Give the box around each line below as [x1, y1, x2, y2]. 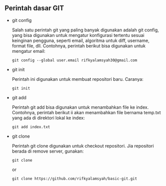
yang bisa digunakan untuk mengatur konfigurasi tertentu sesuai [11, 32, 145, 38]
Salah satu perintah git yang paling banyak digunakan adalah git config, [11, 27, 159, 33]
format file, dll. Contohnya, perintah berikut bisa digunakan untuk [11, 42, 146, 49]
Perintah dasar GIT [4, 4, 64, 12]
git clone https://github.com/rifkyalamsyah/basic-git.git [11, 176, 138, 181]
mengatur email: [11, 48, 46, 54]
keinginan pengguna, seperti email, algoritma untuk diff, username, [11, 37, 150, 43]
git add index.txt [11, 124, 50, 129]
